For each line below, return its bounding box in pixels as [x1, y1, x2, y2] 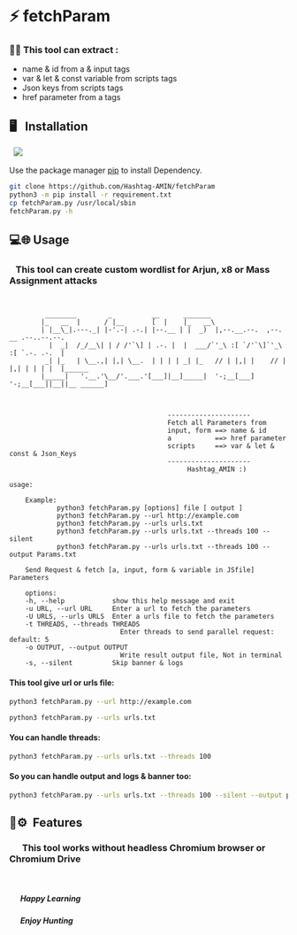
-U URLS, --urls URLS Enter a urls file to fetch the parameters [25, 612, 275, 622]
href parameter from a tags [21, 92, 121, 103]
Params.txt [36, 550, 77, 560]
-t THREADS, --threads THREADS [25, 620, 141, 629]
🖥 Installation [9, 119, 88, 134]
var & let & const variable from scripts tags [21, 73, 178, 84]
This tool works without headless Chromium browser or [21, 841, 266, 854]
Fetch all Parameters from [167, 419, 267, 428]
